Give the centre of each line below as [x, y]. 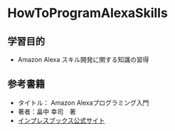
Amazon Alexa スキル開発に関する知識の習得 [83, 59]
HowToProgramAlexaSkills [88, 13]
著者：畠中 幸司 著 [47, 111]
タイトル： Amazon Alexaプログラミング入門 [83, 103]
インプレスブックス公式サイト [61, 120]
